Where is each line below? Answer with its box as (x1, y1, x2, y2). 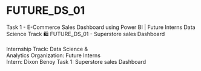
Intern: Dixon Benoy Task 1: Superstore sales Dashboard (6, 58, 147, 65)
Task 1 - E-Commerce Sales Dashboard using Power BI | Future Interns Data (6, 23, 196, 31)
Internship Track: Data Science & (6, 45, 88, 52)
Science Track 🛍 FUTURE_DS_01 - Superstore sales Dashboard (6, 30, 165, 37)
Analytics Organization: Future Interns (6, 52, 101, 59)
